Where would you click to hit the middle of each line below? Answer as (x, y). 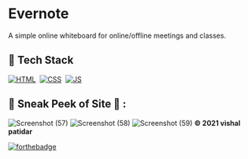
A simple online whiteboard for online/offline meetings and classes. (117, 35)
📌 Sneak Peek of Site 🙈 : (67, 104)
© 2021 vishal (217, 123)
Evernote (39, 14)
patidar (20, 131)
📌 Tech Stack (41, 60)
